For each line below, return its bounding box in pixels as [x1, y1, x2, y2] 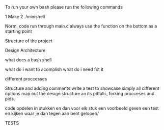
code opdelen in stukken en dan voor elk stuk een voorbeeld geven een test [5, 105, 159, 111]
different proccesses [5, 76, 48, 81]
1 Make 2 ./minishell [5, 14, 45, 19]
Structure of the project [5, 38, 53, 44]
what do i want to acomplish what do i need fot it [5, 66, 104, 72]
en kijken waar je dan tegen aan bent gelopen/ [5, 110, 99, 116]
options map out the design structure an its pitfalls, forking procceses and [5, 91, 155, 96]
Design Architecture [5, 48, 46, 53]
